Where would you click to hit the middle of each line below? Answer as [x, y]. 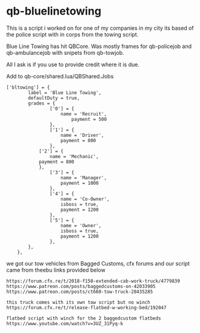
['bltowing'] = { [28, 87]
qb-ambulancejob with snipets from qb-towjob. [65, 52]
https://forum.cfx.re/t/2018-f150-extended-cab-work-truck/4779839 [93, 281]
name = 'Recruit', [84, 114]
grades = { [42, 103]
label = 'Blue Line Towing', [65, 92]
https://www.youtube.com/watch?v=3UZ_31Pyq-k [65, 323]
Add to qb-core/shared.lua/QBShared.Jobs [60, 76]
